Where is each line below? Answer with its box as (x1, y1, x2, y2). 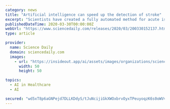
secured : (5, 96, 24, 101)
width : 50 (18, 64, 39, 69)
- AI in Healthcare (10, 82, 51, 88)
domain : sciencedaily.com (10, 49, 65, 55)
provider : (5, 40, 26, 46)
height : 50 (18, 68, 42, 74)
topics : (5, 78, 22, 83)
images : (10, 54, 26, 59)
